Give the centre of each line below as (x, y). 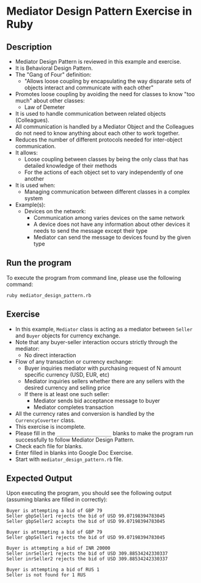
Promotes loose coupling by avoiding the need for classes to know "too (105, 94)
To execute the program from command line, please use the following (94, 277)
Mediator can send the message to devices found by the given (112, 237)
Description (29, 47)
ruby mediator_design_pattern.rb (49, 295)
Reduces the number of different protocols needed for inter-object (99, 140)
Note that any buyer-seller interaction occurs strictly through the (96, 342)
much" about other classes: (50, 100)
